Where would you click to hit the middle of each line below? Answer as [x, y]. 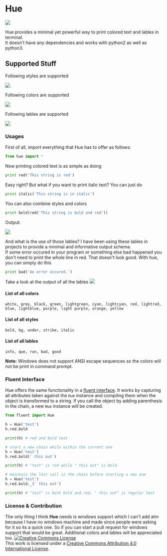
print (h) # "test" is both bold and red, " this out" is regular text [80, 493]
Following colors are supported [37, 95]
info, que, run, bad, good [33, 352]
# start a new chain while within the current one [59, 447]
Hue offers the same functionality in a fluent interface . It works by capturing [83, 390]
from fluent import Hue [30, 415]
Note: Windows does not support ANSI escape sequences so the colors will [83, 361]
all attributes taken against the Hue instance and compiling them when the [81, 396]
